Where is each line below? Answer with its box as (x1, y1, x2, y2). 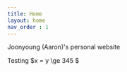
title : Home (7, 10, 42, 18)
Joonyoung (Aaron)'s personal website (7, 43, 121, 52)
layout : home (7, 17, 46, 24)
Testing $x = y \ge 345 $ (7, 56, 80, 65)
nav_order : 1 (7, 23, 49, 30)
